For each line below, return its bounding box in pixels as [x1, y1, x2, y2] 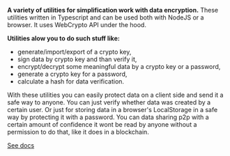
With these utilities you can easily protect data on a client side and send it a [7, 91, 224, 99]
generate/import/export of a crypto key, [17, 48, 132, 56]
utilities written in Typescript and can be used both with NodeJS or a [7, 13, 204, 22]
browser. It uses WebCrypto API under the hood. [7, 21, 146, 29]
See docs [7, 141, 35, 149]
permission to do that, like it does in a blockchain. [7, 128, 150, 136]
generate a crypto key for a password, [17, 70, 128, 78]
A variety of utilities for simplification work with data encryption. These [7, 6, 219, 14]
